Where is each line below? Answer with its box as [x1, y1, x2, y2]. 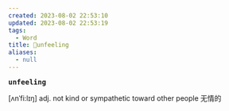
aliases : [8, 48, 37, 56]
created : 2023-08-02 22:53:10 [8, 11, 109, 20]
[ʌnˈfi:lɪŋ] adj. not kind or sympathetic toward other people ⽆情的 [8, 93, 222, 103]
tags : [8, 26, 26, 34]
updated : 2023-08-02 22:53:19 [8, 19, 109, 27]
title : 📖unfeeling [8, 41, 69, 49]
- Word [15, 33, 37, 42]
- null [15, 56, 37, 64]
